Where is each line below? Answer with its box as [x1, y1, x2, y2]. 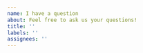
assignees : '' [7, 36, 48, 43]
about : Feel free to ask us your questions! [7, 17, 137, 23]
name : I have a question [7, 10, 79, 17]
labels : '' [7, 29, 39, 36]
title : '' [7, 23, 36, 30]
